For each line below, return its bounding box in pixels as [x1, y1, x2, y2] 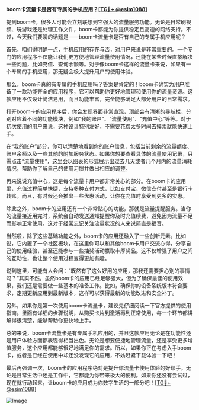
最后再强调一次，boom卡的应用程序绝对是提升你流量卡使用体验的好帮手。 [6, 364, 187, 371]
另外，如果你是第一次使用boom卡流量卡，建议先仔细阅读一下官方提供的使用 [6, 302, 191, 309]
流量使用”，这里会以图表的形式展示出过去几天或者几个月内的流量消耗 [24, 158, 192, 165]
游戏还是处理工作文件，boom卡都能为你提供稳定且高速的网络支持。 [21, 26, 187, 33]
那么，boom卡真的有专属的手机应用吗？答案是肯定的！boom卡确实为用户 [6, 81, 185, 88]
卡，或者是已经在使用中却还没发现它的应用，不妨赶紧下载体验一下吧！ [6, 352, 178, 358]
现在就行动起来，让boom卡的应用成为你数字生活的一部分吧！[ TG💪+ [6, 379, 171, 386]
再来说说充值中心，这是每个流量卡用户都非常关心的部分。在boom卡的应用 [6, 178, 187, 184]
